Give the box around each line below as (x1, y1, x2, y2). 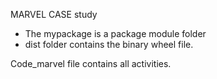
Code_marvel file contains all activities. (10, 58, 172, 69)
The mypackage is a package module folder (24, 28, 207, 39)
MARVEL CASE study (10, 9, 98, 20)
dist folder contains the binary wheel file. (24, 39, 194, 50)
